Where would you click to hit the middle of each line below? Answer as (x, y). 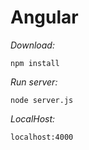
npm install (35, 63)
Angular (44, 17)
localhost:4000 (42, 137)
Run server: (34, 82)
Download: (32, 45)
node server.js (42, 100)
